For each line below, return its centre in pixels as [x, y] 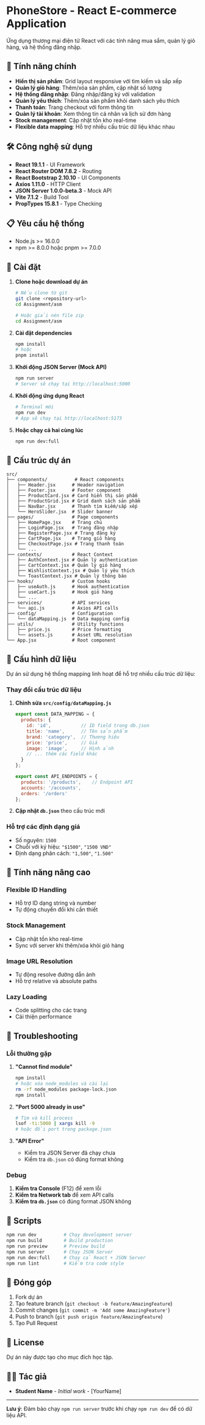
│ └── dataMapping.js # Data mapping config [68, 619]
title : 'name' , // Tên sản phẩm [77, 731]
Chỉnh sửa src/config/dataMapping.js [63, 703]
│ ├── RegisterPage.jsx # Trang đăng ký [61, 533]
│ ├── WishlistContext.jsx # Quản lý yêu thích [71, 571]
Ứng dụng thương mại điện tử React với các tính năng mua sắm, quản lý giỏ [101, 40]
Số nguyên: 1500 [36, 840]
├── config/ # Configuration [60, 614]
